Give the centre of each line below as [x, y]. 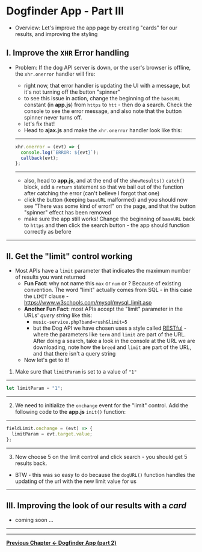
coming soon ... [34, 520]
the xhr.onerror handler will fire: [55, 74]
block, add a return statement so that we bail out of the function [103, 187]
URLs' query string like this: [58, 315]
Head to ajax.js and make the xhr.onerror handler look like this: [103, 130]
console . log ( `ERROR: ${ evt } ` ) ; [60, 152]
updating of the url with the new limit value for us [76, 481]
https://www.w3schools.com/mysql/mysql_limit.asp [88, 303]
